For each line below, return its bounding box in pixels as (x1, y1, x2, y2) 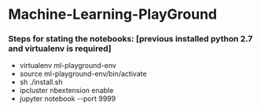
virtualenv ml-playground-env (19, 61, 116, 70)
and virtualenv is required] (8, 43, 112, 54)
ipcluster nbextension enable (19, 86, 114, 95)
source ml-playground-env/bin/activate (19, 69, 147, 79)
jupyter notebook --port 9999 (19, 94, 116, 103)
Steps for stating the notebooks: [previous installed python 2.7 (8, 34, 253, 45)
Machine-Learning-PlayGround (8, 5, 218, 23)
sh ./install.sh (19, 77, 63, 87)
